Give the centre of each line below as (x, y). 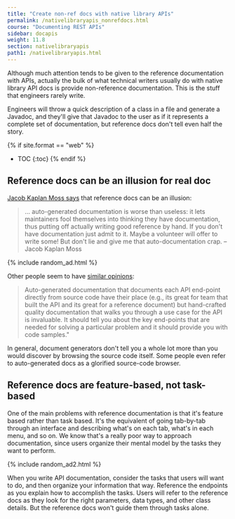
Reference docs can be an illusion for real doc (109, 181)
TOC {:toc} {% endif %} (52, 158)
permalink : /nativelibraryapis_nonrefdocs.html (78, 20)
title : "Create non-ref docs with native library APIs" (90, 14)
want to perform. (32, 450)
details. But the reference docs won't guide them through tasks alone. (108, 508)
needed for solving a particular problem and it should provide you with (126, 327)
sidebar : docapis (33, 33)
